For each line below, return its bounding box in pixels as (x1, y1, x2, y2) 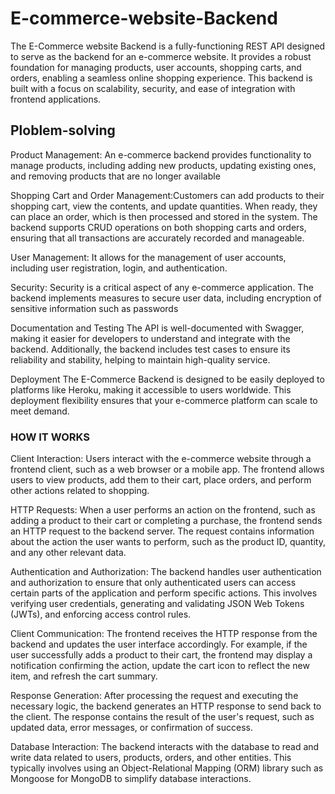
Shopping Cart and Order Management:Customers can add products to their (10, 189, 325, 201)
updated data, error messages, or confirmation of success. (10, 722, 253, 734)
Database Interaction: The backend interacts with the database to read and (10, 741, 320, 753)
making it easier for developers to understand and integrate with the (10, 332, 291, 344)
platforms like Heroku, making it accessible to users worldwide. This (10, 383, 292, 396)
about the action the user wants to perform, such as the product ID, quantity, (10, 536, 326, 548)
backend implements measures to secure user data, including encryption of (10, 292, 323, 304)
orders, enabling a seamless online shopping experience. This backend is (10, 72, 313, 84)
